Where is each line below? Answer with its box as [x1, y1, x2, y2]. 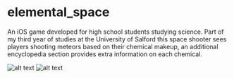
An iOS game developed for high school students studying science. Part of [7, 27, 224, 36]
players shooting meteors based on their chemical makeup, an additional [7, 42, 218, 51]
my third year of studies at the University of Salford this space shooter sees [7, 34, 227, 43]
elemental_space [7, 4, 110, 20]
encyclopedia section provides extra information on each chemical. [7, 50, 203, 58]
